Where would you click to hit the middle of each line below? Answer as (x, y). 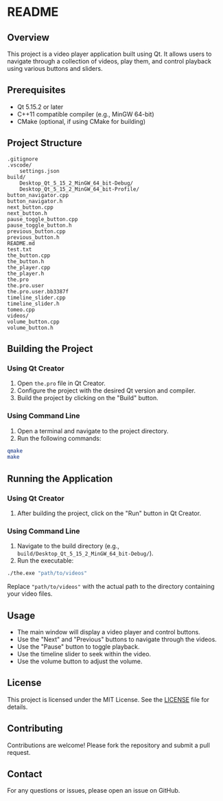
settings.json (39, 171)
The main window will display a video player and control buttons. (108, 632)
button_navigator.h (35, 201)
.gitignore (23, 159)
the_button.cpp (29, 256)
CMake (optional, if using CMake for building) (81, 121)
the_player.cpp (29, 267)
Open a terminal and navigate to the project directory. (93, 430)
